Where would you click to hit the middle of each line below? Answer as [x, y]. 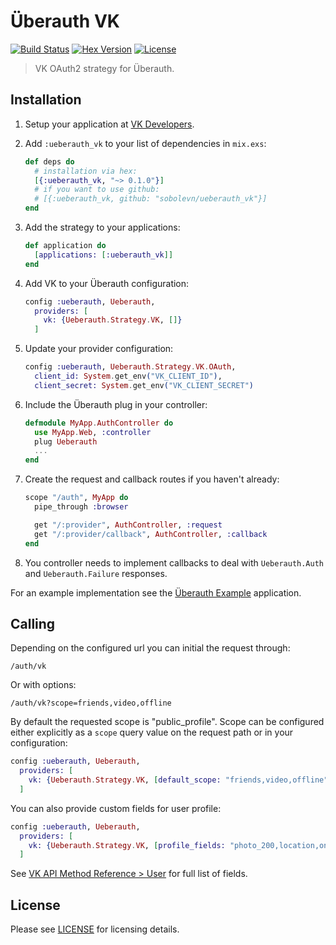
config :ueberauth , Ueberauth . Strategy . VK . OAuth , [130, 367]
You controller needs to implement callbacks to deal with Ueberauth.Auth [174, 562]
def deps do [49, 161]
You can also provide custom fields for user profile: [116, 808]
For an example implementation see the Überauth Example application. [156, 592]
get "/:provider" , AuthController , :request [128, 525]
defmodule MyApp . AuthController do [99, 423]
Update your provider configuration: [99, 349]
